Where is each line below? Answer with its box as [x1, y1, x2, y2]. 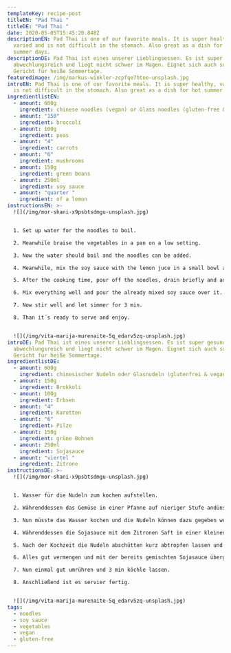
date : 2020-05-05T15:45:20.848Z [7, 29, 100, 37]
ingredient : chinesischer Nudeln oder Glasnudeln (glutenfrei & [19, 371, 208, 378]
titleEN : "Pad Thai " [7, 17, 69, 23]
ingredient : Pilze [19, 422, 72, 429]
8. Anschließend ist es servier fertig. [13, 579, 131, 586]
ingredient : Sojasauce [19, 448, 85, 455]
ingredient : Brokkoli [19, 384, 81, 391]
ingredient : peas [19, 132, 69, 138]
